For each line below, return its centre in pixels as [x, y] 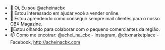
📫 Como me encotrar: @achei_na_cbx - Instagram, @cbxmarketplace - [84, 35]
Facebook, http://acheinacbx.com [45, 42]
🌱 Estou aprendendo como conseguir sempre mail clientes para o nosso [85, 18]
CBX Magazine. [26, 24]
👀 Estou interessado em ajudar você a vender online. [65, 13]
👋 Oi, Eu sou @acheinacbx [37, 8]
